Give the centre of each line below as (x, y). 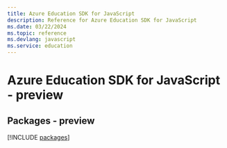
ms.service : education (40, 46)
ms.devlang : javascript (42, 40)
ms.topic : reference (37, 33)
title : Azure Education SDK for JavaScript (71, 14)
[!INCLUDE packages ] (39, 137)
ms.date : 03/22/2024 (37, 26)
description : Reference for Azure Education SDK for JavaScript (102, 20)
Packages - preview (51, 121)
